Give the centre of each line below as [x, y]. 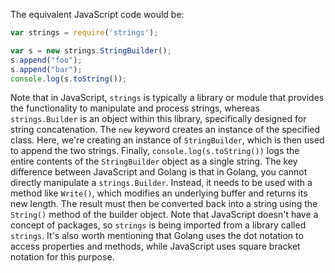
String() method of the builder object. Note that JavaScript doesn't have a [164, 215]
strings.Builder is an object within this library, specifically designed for [158, 119]
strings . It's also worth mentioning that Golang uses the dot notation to [157, 236]
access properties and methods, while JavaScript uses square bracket [155, 246]
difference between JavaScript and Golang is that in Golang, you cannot [159, 172]
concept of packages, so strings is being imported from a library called [158, 225]
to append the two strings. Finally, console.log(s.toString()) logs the [155, 151]
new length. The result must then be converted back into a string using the [164, 204]
